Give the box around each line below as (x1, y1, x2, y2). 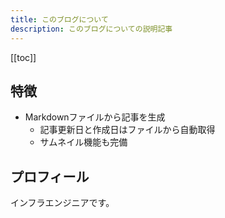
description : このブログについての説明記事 (10, 24, 173, 34)
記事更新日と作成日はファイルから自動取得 (39, 124, 216, 136)
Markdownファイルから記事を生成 (24, 111, 166, 123)
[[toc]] (10, 51, 37, 63)
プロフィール (10, 168, 90, 185)
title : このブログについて (10, 14, 109, 25)
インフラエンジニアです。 (10, 197, 115, 209)
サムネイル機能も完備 (39, 136, 128, 148)
